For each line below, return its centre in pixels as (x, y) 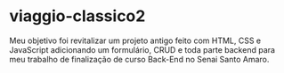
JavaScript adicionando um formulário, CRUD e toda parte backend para (142, 49)
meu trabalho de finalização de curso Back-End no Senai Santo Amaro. (139, 59)
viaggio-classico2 (77, 16)
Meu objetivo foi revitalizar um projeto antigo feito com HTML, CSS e (135, 40)
